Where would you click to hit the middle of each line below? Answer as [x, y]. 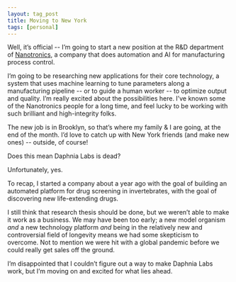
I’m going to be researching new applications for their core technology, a [113, 76]
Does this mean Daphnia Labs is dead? [64, 156]
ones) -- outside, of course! [48, 142]
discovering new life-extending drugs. [63, 198]
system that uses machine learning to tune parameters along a [99, 84]
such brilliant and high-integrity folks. [62, 113]
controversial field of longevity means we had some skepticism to [103, 235]
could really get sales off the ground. [61, 250]
